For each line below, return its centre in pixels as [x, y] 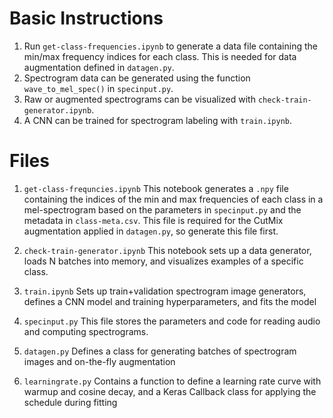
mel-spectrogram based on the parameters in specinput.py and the [162, 209]
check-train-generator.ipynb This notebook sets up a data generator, [167, 250]
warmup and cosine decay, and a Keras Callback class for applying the [170, 391]
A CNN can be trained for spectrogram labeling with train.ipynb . [158, 120]
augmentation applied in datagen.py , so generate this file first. [151, 231]
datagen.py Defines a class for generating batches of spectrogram [160, 351]
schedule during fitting [70, 402]
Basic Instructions [86, 18]
